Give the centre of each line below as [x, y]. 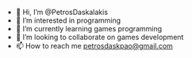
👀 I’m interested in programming [68, 20]
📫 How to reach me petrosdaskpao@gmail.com [94, 46]
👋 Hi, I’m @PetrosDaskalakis [62, 12]
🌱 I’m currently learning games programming [89, 29]
